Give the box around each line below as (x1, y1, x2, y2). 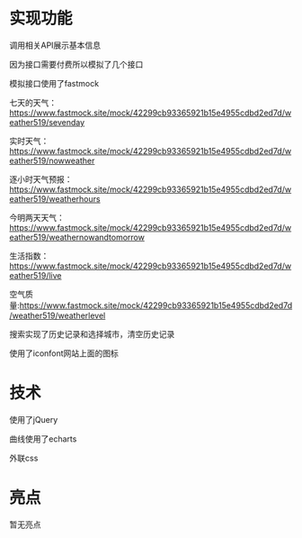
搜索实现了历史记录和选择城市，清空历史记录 (9, 328, 175, 339)
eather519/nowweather (9, 155, 95, 166)
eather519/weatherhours (9, 193, 101, 204)
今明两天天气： (9, 212, 65, 223)
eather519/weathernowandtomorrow (9, 232, 146, 242)
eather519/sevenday (9, 116, 85, 127)
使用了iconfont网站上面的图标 (9, 348, 120, 359)
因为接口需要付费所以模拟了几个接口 (9, 59, 144, 69)
